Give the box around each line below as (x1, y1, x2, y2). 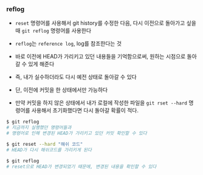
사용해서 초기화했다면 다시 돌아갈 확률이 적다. (31, 107, 139, 114)
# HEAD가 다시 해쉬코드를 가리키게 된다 (6, 146, 92, 153)
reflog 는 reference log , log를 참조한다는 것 (15, 40, 122, 47)
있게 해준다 (28, 60, 55, 68)
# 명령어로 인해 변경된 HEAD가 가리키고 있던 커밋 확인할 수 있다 (6, 130, 147, 137)
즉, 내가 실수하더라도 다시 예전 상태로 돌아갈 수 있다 (15, 74, 137, 81)
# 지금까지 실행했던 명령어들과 (6, 125, 72, 131)
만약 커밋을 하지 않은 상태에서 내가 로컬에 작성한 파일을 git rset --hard (15, 99, 187, 106)
